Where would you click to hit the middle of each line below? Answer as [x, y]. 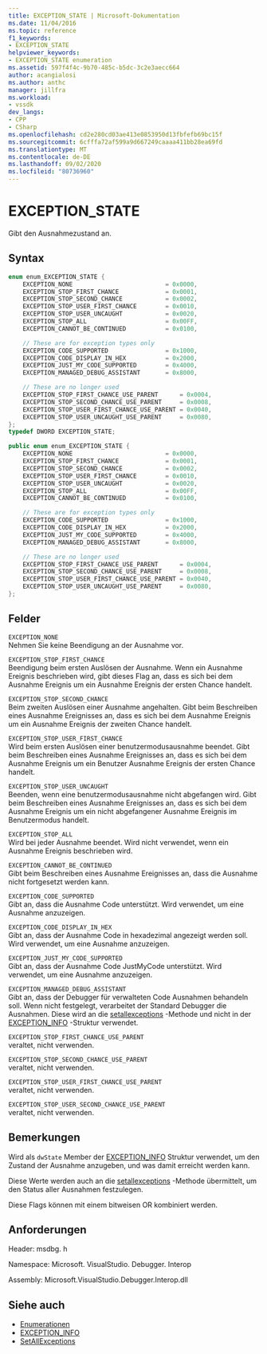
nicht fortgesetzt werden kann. [59, 881]
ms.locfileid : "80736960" [51, 172]
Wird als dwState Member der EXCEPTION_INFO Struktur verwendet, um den [134, 1157]
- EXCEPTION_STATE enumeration [60, 61]
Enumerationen [45, 1324]
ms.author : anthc [37, 82]
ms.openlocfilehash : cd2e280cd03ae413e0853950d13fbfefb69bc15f [116, 134]
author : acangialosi [43, 75]
